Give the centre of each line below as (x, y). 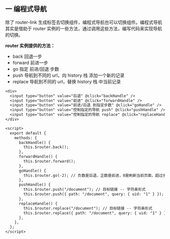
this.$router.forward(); (50, 161)
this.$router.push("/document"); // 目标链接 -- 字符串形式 (84, 189)
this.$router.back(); (46, 147)
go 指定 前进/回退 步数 (36, 69)
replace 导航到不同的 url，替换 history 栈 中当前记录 (67, 81)
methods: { (26, 138)
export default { (28, 133)
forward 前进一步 (30, 63)
